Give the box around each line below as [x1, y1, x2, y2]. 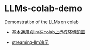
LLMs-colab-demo [4, 3, 82, 14]
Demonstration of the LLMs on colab [4, 19, 79, 25]
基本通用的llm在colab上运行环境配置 [11, 29, 86, 34]
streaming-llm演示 [11, 39, 49, 45]
